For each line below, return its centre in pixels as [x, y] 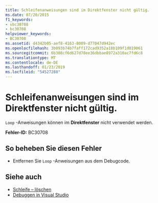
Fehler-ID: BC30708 [27, 132]
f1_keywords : [19, 19]
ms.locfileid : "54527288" [33, 72]
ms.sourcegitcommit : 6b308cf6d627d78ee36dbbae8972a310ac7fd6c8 [74, 53]
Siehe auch [24, 177]
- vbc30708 [17, 24]
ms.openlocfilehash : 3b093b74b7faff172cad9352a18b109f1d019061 [74, 48]
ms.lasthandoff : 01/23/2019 [35, 67]
